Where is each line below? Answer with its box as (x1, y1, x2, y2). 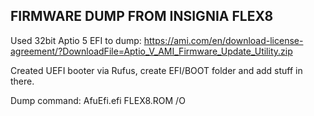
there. (10, 75, 35, 87)
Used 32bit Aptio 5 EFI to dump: (10, 34, 142, 46)
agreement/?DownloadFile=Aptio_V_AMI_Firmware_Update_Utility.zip (10, 45, 293, 57)
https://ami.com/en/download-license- (143, 34, 304, 46)
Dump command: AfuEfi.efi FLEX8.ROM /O (10, 94, 186, 106)
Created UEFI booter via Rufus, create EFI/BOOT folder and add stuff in (10, 64, 303, 76)
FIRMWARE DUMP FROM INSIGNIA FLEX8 (10, 8, 274, 25)
